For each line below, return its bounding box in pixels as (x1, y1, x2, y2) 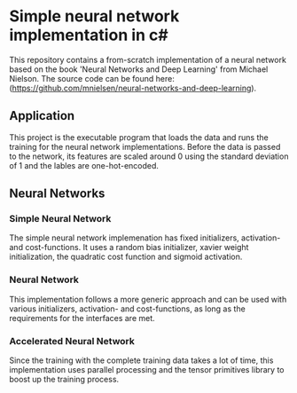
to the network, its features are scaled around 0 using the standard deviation (9, 151, 289, 161)
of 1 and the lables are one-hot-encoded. (9, 160, 160, 170)
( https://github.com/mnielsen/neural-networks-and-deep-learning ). (9, 83, 257, 93)
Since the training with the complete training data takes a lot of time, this (9, 355, 274, 365)
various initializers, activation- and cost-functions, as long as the (9, 303, 246, 314)
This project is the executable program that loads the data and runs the (9, 131, 269, 143)
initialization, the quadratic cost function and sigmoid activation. (9, 251, 243, 263)
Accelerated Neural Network (9, 334, 136, 347)
